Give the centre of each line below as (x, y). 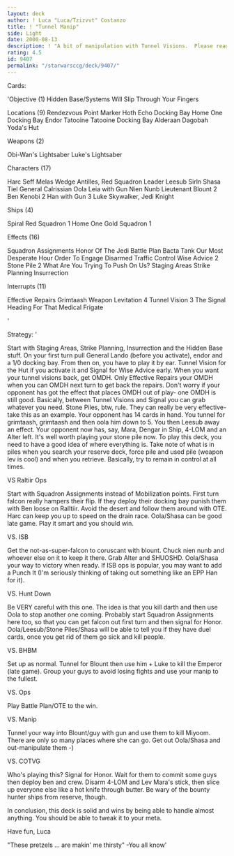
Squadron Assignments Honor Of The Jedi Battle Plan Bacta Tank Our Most (115, 250)
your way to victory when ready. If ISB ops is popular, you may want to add (115, 565)
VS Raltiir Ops (27, 480)
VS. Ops (19, 692)
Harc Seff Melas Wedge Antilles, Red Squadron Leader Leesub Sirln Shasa (114, 182)
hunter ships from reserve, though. (57, 797)
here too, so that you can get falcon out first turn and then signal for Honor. (115, 621)
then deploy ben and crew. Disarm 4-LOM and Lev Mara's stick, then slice (114, 782)
